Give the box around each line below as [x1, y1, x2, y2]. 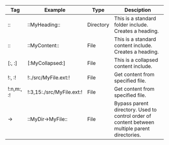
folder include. [114, 21, 148, 28]
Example [44, 7, 66, 13]
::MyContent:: [27, 42, 59, 49]
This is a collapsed [114, 56, 158, 63]
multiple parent [114, 125, 150, 132]
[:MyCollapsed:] [27, 60, 65, 66]
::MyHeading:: [27, 21, 60, 28]
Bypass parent [114, 100, 148, 107]
